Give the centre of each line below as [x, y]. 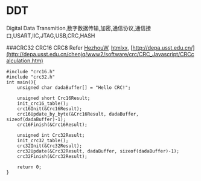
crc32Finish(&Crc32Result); [52, 156]
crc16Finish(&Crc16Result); [52, 125]
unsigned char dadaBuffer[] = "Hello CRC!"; [74, 87]
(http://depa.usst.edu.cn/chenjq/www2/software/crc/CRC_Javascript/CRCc [100, 54]
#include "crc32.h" [31, 77]
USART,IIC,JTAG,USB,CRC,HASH [54, 35]
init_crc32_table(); [43, 140]
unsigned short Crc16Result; [54, 98]
